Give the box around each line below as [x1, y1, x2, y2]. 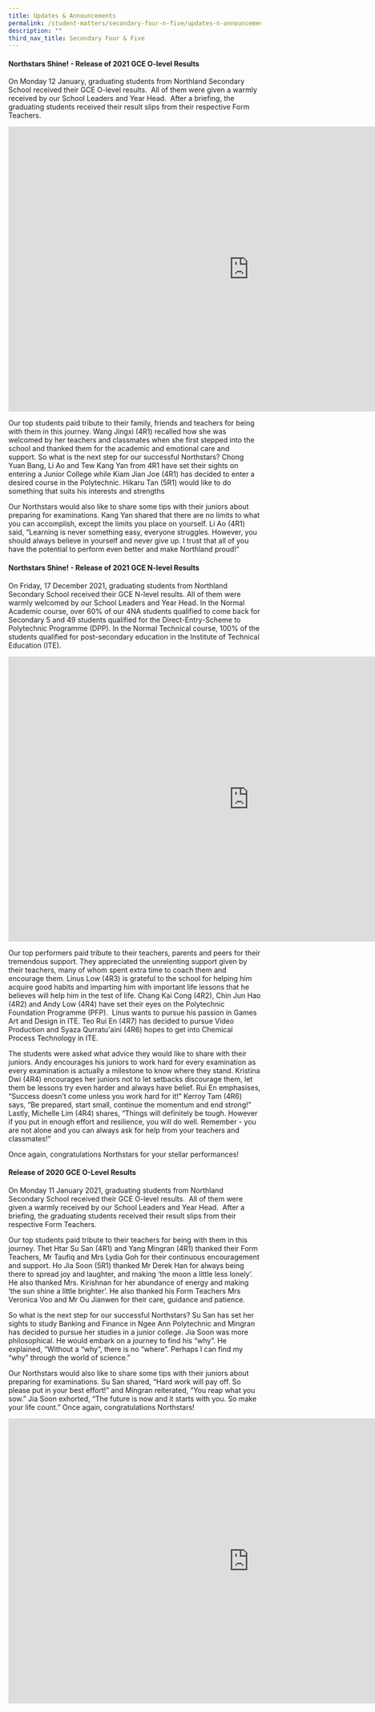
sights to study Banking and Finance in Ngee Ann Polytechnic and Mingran [8, 1318, 256, 1328]
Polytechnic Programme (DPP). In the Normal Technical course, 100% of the [8, 623, 260, 633]
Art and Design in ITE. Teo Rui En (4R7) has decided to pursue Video [8, 1015, 235, 1026]
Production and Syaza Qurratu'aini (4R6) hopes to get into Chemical [8, 1024, 233, 1034]
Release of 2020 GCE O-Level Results [8, 1168, 136, 1177]
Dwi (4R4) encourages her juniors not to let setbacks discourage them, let [8, 1074, 253, 1084]
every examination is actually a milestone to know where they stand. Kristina [8, 1065, 260, 1075]
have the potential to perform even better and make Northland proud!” [8, 544, 240, 554]
